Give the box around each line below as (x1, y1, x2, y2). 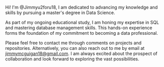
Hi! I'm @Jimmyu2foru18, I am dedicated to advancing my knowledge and (5, 5, 158, 10)
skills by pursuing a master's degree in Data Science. (5, 10, 115, 16)
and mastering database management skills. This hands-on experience (5, 25, 152, 31)
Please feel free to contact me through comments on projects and (5, 40, 142, 46)
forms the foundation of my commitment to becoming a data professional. (5, 30, 158, 36)
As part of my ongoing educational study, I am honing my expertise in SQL (5, 20, 159, 25)
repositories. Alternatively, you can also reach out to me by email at (5, 45, 145, 51)
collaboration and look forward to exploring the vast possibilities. (5, 56, 139, 62)
